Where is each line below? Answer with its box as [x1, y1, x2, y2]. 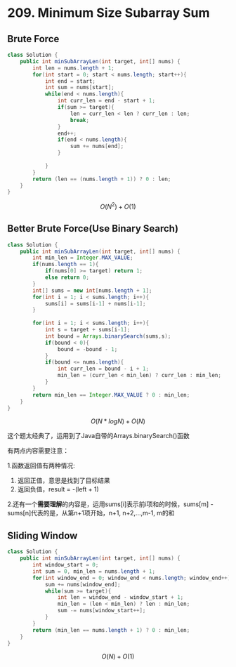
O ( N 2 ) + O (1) [100, 202, 136, 211]
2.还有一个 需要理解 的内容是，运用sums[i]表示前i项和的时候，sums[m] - [7, 500, 214, 508]
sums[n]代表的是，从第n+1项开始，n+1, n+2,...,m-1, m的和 [7, 509, 175, 517]
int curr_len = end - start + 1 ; [57, 97, 156, 105]
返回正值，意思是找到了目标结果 [17, 476, 110, 485]
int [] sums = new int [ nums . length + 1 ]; [32, 286, 152, 294]
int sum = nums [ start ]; [44, 84, 114, 91]
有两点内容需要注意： [7, 447, 69, 455]
